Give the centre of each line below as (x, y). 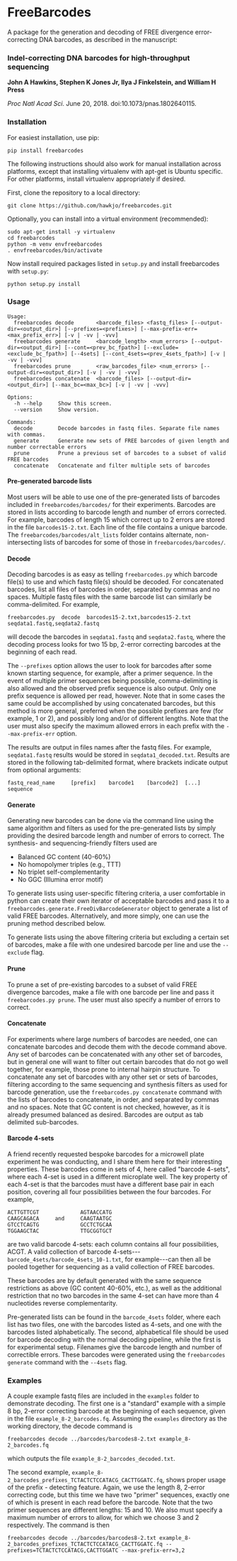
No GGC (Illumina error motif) (60, 880)
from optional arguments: (44, 770)
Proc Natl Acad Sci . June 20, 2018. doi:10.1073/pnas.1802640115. (102, 104)
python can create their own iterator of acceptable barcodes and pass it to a (118, 901)
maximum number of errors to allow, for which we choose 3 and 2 (103, 1518)
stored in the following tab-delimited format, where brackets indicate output (118, 762)
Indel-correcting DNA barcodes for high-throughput (99, 57)
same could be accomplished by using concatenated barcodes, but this (111, 703)
